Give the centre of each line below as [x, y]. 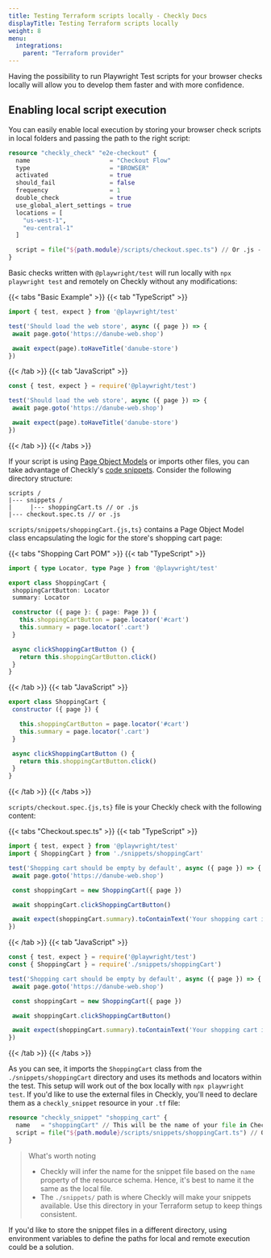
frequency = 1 [68, 190]
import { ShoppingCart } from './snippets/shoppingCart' [106, 854]
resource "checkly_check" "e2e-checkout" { [83, 153]
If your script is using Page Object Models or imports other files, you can [129, 461]
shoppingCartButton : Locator [61, 590]
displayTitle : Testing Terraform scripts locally [94, 23]
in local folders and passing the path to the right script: [100, 138]
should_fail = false [75, 183]
